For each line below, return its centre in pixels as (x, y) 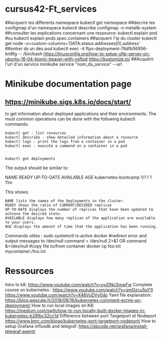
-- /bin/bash (30, 54)
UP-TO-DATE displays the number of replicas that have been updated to (79, 209)
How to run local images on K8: (63, 305)
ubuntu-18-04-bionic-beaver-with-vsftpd (46, 59)
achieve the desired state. (34, 214)
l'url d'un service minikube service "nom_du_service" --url (64, 64)
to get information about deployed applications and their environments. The (81, 113)
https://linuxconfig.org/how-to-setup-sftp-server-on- (97, 54)
